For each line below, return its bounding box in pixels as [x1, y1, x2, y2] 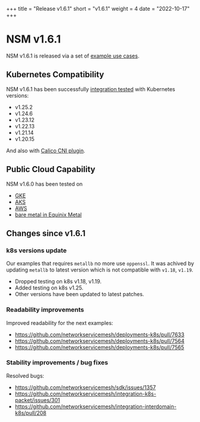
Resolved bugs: [6, 372, 45, 379]
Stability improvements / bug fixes [6, 358, 109, 367]
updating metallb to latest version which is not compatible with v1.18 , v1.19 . [6, 266, 193, 273]
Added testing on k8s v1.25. [14, 284, 84, 291]
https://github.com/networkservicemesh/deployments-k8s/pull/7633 [14, 331, 185, 338]
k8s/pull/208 [14, 409, 47, 416]
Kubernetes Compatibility [6, 70, 104, 80]
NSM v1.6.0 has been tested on [6, 180, 83, 188]
